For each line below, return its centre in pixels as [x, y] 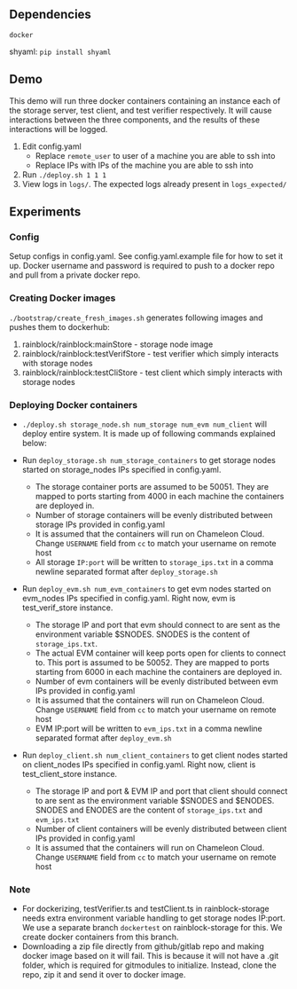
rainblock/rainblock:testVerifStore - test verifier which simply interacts [150, 353]
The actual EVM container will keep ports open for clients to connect [160, 653]
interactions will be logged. [59, 129]
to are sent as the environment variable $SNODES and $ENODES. [155, 800]
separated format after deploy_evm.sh [103, 738]
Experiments [45, 212]
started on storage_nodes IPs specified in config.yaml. [121, 469]
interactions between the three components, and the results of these [134, 120]
